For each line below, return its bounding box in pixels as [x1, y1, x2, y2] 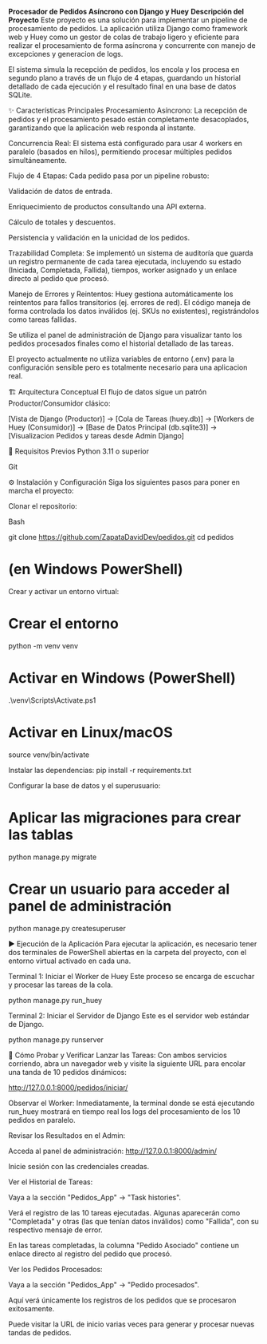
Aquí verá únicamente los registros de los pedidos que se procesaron [8, 1295, 237, 1305]
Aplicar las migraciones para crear [8, 808, 241, 827]
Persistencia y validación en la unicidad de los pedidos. [8, 233, 190, 242]
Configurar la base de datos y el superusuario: [8, 780, 161, 790]
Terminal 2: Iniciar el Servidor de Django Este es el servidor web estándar [8, 1010, 249, 1021]
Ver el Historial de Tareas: [8, 1177, 93, 1187]
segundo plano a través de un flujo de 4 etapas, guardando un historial [8, 73, 241, 82]
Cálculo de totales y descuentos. [8, 217, 116, 227]
